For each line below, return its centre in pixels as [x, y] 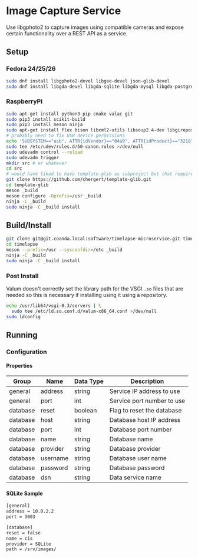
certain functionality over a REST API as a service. [67, 33]
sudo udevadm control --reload [44, 152]
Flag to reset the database [146, 411]
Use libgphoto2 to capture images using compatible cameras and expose [95, 27]
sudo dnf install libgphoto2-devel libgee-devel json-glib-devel [88, 81]
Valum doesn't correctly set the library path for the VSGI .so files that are [95, 288]
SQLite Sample [24, 493]
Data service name [135, 477]
